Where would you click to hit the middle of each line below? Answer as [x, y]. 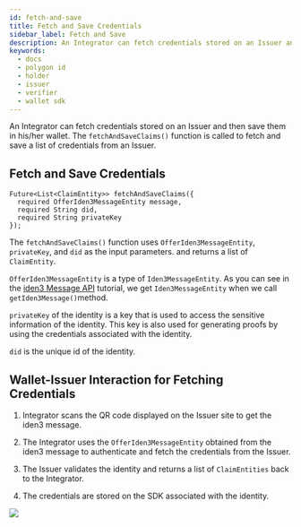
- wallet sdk [42, 101]
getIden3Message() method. [59, 298]
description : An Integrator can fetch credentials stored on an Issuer [146, 43]
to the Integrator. [53, 479]
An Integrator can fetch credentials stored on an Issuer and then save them [148, 126]
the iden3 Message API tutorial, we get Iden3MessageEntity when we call [143, 289]
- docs [30, 59]
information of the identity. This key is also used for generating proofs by [144, 324]
